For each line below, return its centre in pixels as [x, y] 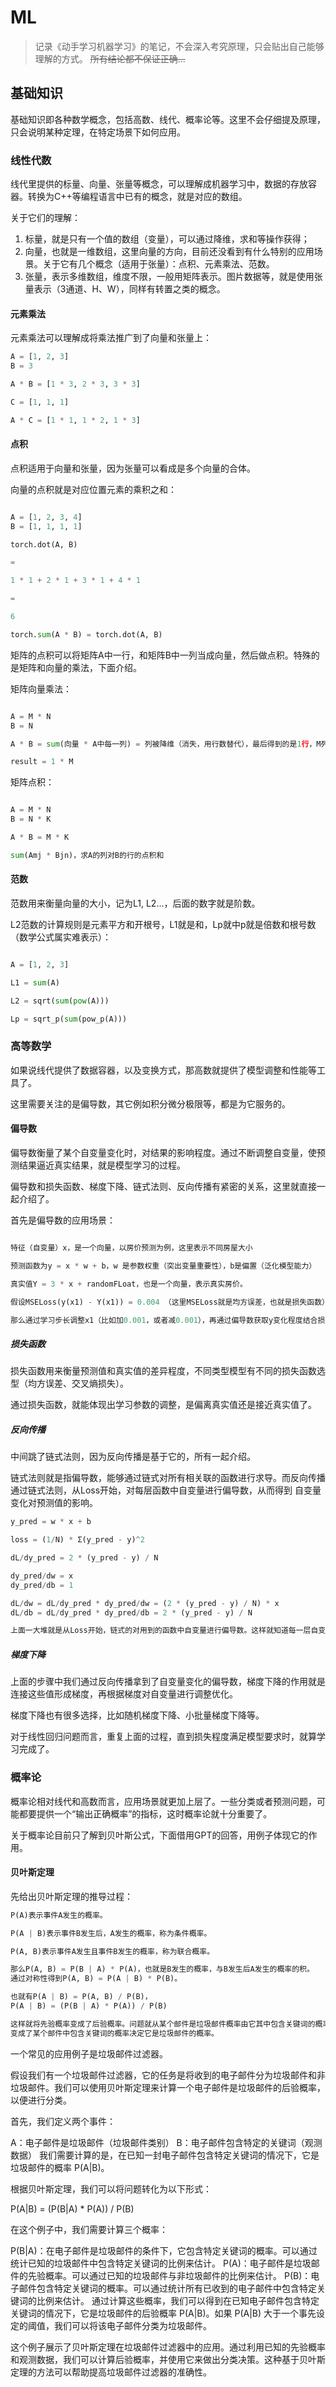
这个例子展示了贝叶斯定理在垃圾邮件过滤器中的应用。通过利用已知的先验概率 [168, 2347]
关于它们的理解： [45, 218]
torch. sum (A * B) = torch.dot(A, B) [86, 634]
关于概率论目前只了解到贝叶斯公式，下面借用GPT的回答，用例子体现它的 [159, 1835]
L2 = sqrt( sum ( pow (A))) [60, 1001]
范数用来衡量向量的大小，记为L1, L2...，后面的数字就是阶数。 [135, 903]
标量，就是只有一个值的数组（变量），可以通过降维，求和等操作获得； [167, 239]
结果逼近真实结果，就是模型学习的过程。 [102, 1165]
